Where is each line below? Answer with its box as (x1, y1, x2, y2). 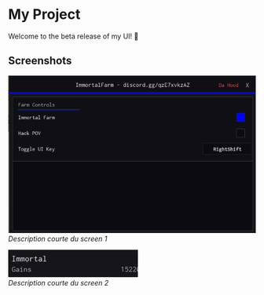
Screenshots (8, 54, 72, 67)
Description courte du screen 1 (8, 234, 108, 244)
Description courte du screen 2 (8, 279, 109, 288)
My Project (8, 5, 81, 24)
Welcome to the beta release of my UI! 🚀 (8, 31, 139, 41)
